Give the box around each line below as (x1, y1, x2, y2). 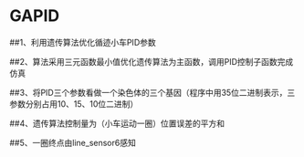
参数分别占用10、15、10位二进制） (9, 98, 139, 110)
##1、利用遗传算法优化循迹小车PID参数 (9, 37, 157, 47)
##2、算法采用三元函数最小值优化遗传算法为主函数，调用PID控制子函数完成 (9, 56, 294, 67)
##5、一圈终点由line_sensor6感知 (9, 137, 137, 148)
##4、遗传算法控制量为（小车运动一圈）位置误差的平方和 (9, 118, 225, 129)
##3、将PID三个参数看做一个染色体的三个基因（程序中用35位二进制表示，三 (9, 87, 296, 98)
